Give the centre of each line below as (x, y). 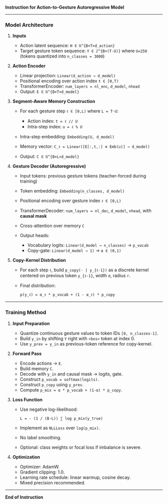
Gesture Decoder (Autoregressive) (49, 166)
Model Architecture (29, 25)
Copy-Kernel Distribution (39, 260)
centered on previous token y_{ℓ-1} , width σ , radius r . (75, 276)
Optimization (26, 457)
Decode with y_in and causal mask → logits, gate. (71, 374)
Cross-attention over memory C (52, 226)
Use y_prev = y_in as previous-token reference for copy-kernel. (86, 344)
